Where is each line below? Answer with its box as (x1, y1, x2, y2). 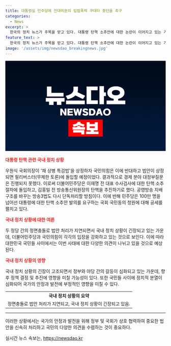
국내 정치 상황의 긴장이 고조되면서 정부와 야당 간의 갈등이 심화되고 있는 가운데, (5, 268, 160, 275)
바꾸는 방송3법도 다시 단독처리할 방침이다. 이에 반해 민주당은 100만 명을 (18, 193, 161, 199)
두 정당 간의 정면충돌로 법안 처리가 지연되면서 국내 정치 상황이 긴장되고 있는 (5, 227, 155, 234)
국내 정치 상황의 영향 (5, 257, 46, 263)
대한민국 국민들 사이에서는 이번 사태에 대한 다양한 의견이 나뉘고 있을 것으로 (5, 240, 154, 247)
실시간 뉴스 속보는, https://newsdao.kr (5, 335, 83, 341)
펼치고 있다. (5, 206, 29, 212)
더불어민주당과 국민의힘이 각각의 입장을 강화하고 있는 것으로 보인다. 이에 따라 (12, 234, 164, 240)
